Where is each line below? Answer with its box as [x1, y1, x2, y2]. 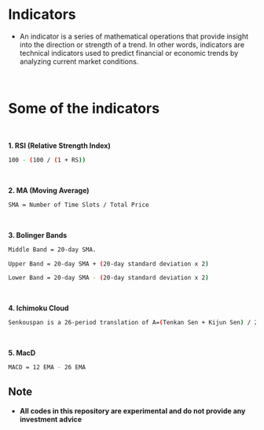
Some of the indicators [8, 100, 159, 117]
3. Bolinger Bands [8, 230, 68, 239]
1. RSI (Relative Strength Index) [8, 140, 112, 150]
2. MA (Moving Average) [8, 185, 90, 195]
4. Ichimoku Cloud [8, 303, 69, 313]
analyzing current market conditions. [19, 57, 139, 66]
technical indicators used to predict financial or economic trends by [19, 48, 239, 57]
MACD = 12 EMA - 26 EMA [8, 364, 86, 372]
